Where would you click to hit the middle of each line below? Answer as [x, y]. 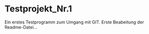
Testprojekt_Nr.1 [38, 9]
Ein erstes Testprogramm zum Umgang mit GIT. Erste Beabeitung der [74, 22]
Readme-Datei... [21, 27]
